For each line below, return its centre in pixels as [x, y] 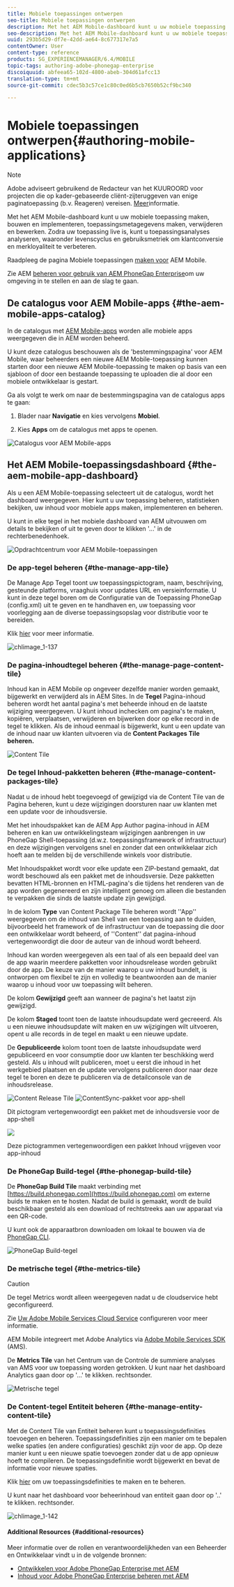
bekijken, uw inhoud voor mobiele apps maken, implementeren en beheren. [115, 507]
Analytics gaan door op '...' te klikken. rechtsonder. [80, 1375]
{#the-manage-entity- [164, 1407]
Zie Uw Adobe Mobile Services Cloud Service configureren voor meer [108, 1319]
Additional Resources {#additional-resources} [76, 1532]
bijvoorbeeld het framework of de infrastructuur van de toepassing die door [116, 926]
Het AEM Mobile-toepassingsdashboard [96, 465]
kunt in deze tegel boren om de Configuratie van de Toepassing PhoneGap [114, 597]
